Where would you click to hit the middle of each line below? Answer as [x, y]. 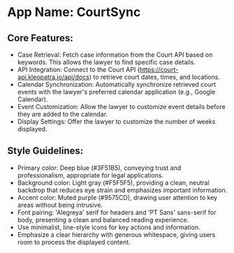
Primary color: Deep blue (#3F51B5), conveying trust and [99, 168]
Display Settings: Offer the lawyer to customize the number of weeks [116, 122]
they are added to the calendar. [63, 114]
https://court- [159, 70]
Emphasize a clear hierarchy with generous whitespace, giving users [116, 234]
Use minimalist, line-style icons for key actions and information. [109, 227]
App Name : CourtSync [74, 12]
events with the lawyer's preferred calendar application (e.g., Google [116, 92]
